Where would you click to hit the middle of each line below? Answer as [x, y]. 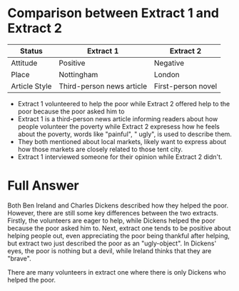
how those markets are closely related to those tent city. [100, 149]
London [167, 74]
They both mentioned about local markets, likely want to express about [122, 141]
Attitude [24, 63]
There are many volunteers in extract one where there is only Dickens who [117, 272]
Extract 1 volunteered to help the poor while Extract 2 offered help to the [124, 103]
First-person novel [185, 86]
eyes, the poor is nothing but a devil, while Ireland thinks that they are [110, 250]
